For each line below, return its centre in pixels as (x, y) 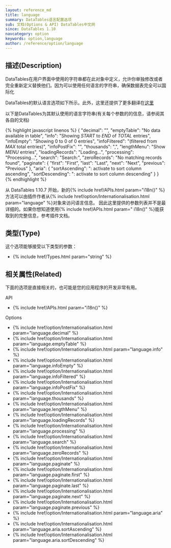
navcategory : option (27, 34)
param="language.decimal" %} (45, 333)
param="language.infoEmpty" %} (48, 366)
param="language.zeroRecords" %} (51, 453)
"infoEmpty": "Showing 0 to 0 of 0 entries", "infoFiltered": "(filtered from (81, 141)
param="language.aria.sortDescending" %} (58, 540)
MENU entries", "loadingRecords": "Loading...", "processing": (70, 152)
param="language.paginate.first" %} (51, 475)
